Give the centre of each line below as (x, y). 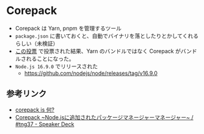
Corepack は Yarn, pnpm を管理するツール (68, 28)
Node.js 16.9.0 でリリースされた (56, 66)
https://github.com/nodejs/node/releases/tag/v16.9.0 (91, 73)
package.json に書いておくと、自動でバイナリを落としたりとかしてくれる (107, 36)
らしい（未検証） (37, 43)
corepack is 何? (35, 110)
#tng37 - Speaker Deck (45, 124)
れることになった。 (50, 58)
